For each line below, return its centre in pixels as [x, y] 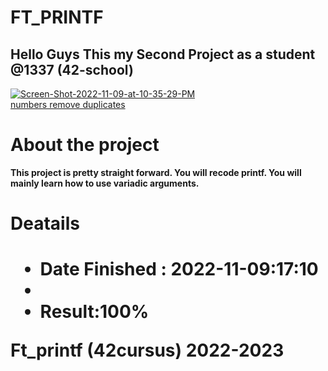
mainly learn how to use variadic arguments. [105, 183]
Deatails [45, 223]
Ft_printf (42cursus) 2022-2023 [147, 350]
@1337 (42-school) [72, 69]
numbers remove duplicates [68, 104]
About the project [85, 145]
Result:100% [94, 312]
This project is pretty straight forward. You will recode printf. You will [156, 172]
